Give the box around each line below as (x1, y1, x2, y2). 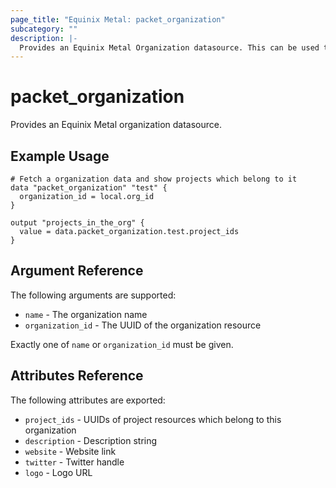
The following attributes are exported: (10, 394, 166, 406)
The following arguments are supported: (10, 289, 177, 301)
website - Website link (24, 445, 117, 457)
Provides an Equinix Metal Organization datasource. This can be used (19, 42, 320, 53)
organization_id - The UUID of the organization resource (24, 319, 262, 331)
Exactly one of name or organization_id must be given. (10, 338, 234, 350)
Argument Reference (10, 262, 144, 280)
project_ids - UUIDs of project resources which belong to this (24, 413, 282, 425)
